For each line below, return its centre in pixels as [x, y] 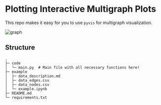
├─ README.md [18, 93]
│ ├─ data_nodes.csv [27, 84]
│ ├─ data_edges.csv [27, 80]
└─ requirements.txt [26, 97]
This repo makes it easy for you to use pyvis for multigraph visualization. [79, 23]
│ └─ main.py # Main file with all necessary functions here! [72, 67]
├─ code [13, 63]
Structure [20, 48]
